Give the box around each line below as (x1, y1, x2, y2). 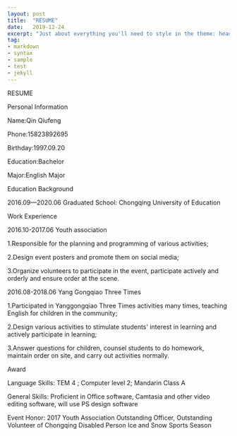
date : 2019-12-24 (7, 23, 65, 30)
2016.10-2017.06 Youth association (7, 225, 107, 234)
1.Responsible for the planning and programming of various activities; (7, 239, 209, 248)
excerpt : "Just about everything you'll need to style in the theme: (7, 30, 217, 37)
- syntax (7, 50, 33, 57)
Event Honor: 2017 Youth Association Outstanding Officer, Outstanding (7, 413, 213, 422)
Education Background (7, 184, 74, 193)
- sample (7, 56, 33, 63)
